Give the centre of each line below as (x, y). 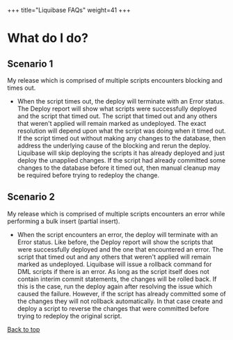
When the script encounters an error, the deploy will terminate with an (117, 234)
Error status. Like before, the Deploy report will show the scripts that (115, 242)
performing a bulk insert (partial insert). (64, 221)
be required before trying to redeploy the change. (88, 175)
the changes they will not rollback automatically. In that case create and (120, 301)
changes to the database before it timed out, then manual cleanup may (119, 168)
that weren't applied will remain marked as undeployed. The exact (112, 123)
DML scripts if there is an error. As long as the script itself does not (113, 271)
